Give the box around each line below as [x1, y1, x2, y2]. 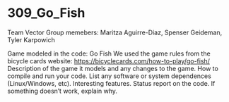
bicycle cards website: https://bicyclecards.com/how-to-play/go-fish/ [7, 56, 211, 65]
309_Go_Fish [7, 5, 86, 21]
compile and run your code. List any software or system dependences [7, 72, 212, 80]
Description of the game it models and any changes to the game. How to [7, 64, 219, 72]
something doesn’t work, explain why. [7, 87, 118, 95]
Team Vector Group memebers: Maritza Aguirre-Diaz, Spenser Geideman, [7, 28, 223, 37]
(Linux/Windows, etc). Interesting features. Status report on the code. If [7, 79, 216, 87]
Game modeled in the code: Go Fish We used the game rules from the [7, 49, 211, 58]
